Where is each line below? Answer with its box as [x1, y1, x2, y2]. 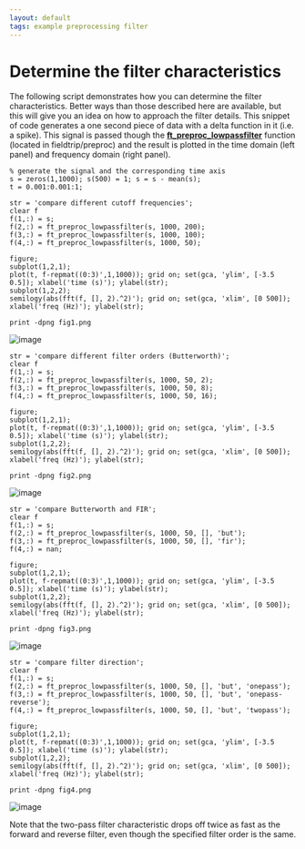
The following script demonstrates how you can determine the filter [9, 91, 262, 102]
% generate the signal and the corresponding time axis [9, 167, 226, 176]
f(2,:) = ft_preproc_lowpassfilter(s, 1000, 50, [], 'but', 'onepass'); [9, 682, 291, 691]
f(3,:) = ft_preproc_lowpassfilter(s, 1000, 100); [9, 230, 206, 240]
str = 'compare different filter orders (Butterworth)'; [9, 352, 230, 361]
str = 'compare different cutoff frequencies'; [9, 199, 194, 208]
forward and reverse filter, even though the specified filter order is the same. [9, 829, 297, 840]
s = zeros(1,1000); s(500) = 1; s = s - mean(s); [9, 175, 202, 184]
